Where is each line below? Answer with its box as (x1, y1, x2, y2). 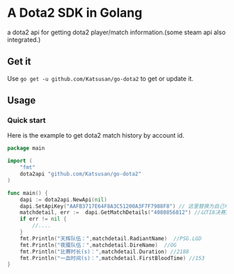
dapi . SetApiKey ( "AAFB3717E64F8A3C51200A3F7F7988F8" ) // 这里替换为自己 (19, 203, 225, 210)
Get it (7, 56, 31, 68)
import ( (7, 157, 33, 165)
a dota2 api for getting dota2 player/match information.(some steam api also (7, 28, 226, 36)
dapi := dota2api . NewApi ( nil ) (19, 196, 108, 203)
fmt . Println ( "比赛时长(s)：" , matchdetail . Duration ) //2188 (19, 248, 189, 255)
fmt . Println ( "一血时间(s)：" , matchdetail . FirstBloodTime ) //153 (19, 254, 205, 261)
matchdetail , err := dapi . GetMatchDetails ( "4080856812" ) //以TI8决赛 (19, 209, 226, 216)
